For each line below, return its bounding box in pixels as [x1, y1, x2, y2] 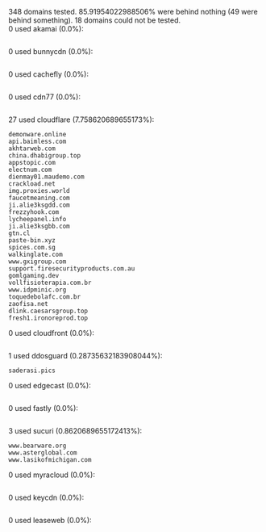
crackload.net [8, 180, 56, 188]
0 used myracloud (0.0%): [8, 470, 95, 480]
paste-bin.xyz [8, 237, 56, 245]
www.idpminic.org [8, 286, 67, 294]
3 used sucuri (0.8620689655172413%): [8, 426, 143, 435]
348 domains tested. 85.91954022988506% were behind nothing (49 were [8, 7, 258, 16]
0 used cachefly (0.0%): [8, 69, 89, 79]
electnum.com [8, 165, 52, 174]
